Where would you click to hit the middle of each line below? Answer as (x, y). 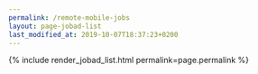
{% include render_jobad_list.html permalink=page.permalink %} (129, 60)
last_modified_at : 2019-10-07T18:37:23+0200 (93, 34)
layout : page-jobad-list (55, 26)
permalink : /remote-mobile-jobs (69, 18)
